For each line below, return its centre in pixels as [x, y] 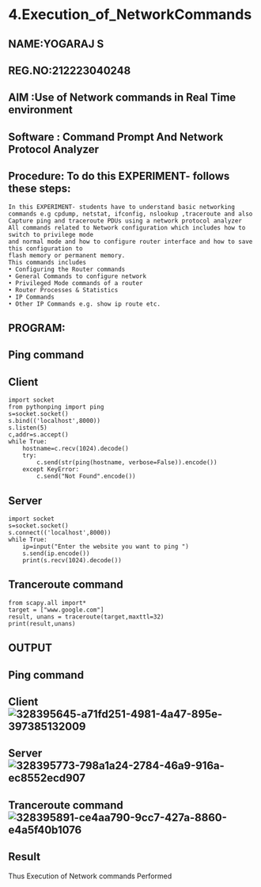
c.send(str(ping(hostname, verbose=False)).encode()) [127, 463]
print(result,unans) [42, 623]
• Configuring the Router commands [67, 269]
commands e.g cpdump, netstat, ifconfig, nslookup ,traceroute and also [130, 214]
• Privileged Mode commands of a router [76, 283]
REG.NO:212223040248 [70, 70]
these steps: [40, 189]
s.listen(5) [28, 428]
